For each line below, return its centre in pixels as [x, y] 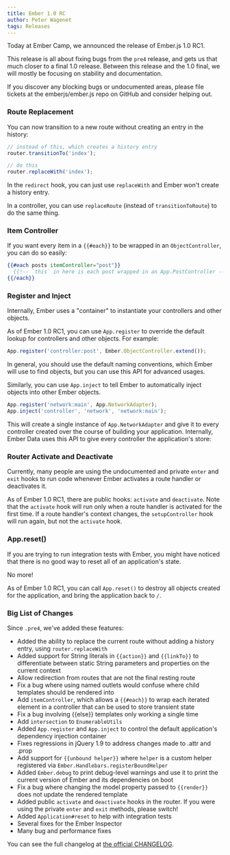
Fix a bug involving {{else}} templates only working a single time [107, 714]
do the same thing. [34, 213]
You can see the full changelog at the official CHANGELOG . [91, 844]
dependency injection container [62, 736]
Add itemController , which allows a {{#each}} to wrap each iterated [113, 699]
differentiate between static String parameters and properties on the [113, 663]
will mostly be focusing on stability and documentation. [85, 73]
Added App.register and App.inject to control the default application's [117, 729]
